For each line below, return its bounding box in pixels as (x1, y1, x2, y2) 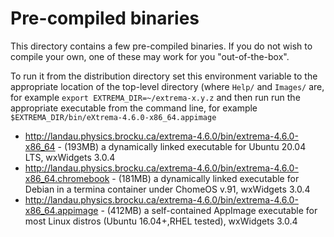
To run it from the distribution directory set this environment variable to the (10, 70, 318, 82)
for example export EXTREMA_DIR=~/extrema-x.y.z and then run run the (10, 91, 301, 103)
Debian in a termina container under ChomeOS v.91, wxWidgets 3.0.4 (24, 183, 311, 195)
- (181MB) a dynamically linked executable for (111, 172, 300, 184)
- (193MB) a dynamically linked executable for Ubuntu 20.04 (57, 140, 307, 152)
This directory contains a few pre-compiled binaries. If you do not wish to (10, 40, 313, 52)
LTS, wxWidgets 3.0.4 (24, 151, 116, 163)
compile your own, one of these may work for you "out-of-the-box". (10, 50, 290, 62)
